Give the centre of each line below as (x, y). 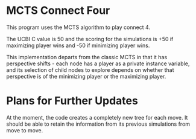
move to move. (25, 130)
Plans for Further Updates (72, 101)
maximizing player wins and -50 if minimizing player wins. (78, 45)
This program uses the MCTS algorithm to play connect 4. (78, 27)
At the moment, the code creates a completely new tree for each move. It (97, 117)
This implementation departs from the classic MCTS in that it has (87, 57)
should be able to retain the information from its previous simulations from (98, 124)
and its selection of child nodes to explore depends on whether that (90, 69)
